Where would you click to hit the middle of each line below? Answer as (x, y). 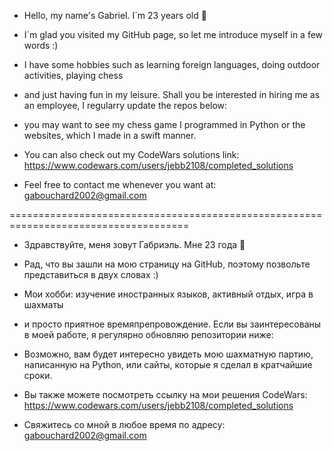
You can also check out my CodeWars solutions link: (131, 154)
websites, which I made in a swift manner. (110, 135)
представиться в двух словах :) (91, 274)
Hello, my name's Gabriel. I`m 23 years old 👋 (115, 15)
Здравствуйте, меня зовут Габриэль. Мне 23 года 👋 (134, 244)
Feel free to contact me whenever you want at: (120, 184)
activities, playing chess (73, 75)
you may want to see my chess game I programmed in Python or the (164, 124)
